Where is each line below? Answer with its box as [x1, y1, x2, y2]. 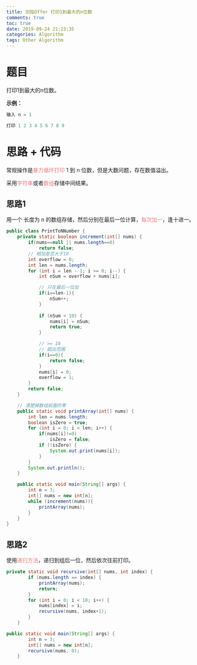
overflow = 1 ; [38, 375, 75, 381]
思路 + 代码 [6, 145, 62, 159]
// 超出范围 [38, 346, 65, 353]
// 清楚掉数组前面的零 [17, 402, 67, 408]
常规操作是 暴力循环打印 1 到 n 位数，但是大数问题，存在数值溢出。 [6, 166, 172, 173]
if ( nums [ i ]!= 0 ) [38, 431, 78, 437]
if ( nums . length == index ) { [28, 574, 102, 580]
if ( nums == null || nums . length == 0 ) [28, 240, 115, 246]
